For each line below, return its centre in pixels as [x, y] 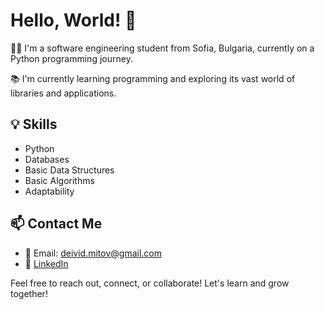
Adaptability [49, 191]
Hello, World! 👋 [73, 20]
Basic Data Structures [69, 170]
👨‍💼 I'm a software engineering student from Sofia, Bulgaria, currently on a [162, 48]
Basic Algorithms [59, 180]
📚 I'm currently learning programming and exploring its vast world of [153, 78]
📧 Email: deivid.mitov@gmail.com [93, 253]
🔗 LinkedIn [46, 263]
